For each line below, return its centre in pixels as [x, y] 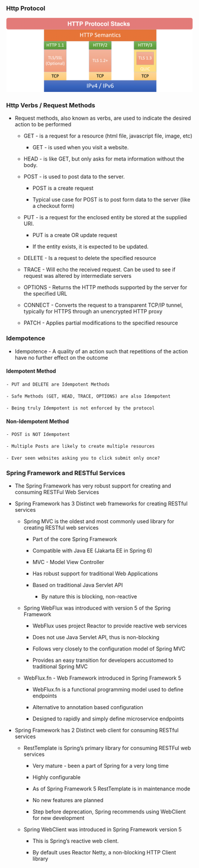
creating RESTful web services [61, 528]
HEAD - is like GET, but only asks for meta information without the [104, 159]
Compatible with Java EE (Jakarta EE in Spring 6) [92, 551]
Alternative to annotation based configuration [88, 707]
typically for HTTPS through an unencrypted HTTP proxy [93, 312]
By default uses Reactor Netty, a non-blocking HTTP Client [104, 853]
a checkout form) [54, 206]
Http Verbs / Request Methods [51, 105]
